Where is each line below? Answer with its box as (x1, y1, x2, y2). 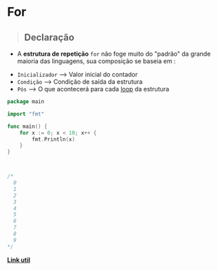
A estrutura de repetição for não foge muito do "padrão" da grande (17, 49, 211, 58)
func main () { (7, 123, 48, 130)
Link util (7, 256, 31, 264)
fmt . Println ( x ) (32, 135, 76, 143)
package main (7, 98, 45, 105)
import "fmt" (7, 111, 45, 117)
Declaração (23, 32, 74, 43)
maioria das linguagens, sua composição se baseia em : (17, 57, 176, 65)
